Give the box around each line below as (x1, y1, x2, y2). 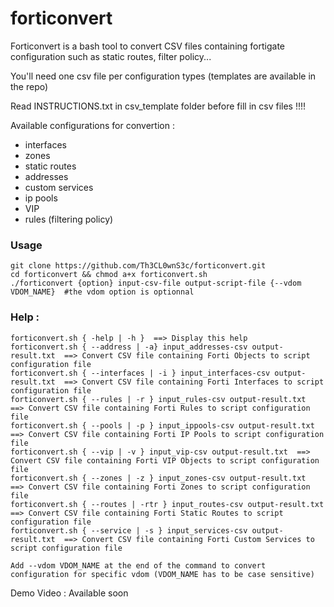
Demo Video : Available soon (10, 587, 129, 599)
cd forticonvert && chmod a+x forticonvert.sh (10, 270, 208, 280)
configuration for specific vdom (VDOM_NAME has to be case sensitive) (10, 569, 315, 579)
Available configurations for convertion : (10, 119, 175, 131)
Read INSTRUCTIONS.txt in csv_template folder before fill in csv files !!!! (10, 100, 307, 112)
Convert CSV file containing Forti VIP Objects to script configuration (10, 455, 320, 466)
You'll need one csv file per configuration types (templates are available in (10, 70, 317, 82)
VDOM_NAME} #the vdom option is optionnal (10, 287, 195, 297)
